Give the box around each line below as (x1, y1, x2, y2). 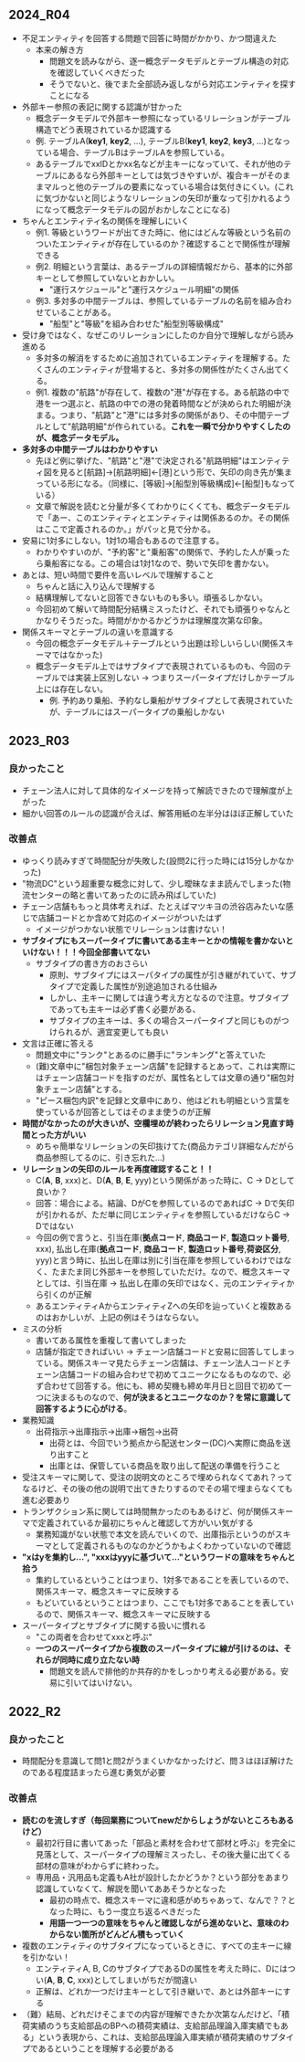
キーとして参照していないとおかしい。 (35, 272, 180, 283)
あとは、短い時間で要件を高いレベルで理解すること (21, 569, 215, 580)
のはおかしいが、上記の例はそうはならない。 (35, 1311, 205, 1322)
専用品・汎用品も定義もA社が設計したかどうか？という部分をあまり (35, 1871, 289, 1882)
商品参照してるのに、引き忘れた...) (35, 1152, 165, 1163)
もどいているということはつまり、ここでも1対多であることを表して (35, 1597, 287, 1608)
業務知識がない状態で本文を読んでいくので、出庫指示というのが (35, 1529, 276, 1540)
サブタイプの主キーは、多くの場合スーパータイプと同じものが (48, 1015, 282, 1026)
